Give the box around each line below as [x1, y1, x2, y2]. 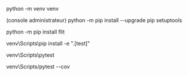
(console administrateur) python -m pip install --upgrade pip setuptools [6, 17, 183, 23]
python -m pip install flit [6, 28, 65, 35]
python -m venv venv [6, 5, 59, 12]
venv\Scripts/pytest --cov [6, 63, 70, 70]
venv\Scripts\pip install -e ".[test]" [6, 40, 90, 47]
